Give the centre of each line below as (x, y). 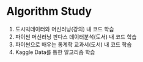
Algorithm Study (49, 11)
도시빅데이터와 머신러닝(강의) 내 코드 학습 (64, 29)
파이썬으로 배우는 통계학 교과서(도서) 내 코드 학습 (74, 44)
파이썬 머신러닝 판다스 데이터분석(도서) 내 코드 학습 (76, 37)
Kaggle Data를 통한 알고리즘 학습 (55, 52)
